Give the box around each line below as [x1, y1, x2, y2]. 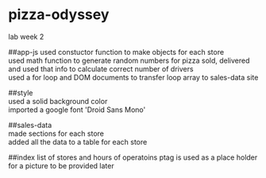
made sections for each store [8, 129, 105, 138]
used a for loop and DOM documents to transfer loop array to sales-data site [8, 72, 259, 82]
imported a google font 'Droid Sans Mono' [8, 105, 146, 114]
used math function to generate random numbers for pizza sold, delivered [8, 56, 250, 65]
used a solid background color [8, 96, 108, 106]
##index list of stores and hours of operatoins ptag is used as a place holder [8, 153, 258, 162]
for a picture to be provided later [8, 161, 114, 170]
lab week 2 [8, 32, 44, 41]
